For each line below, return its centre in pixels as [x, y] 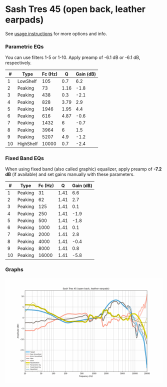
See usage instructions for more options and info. [56, 33]
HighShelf [27, 144]
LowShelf [27, 81]
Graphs [14, 269]
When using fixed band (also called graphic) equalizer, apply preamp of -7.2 [83, 169]
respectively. [18, 63]
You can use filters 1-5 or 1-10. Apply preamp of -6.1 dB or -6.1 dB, [73, 57]
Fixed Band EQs [24, 158]
